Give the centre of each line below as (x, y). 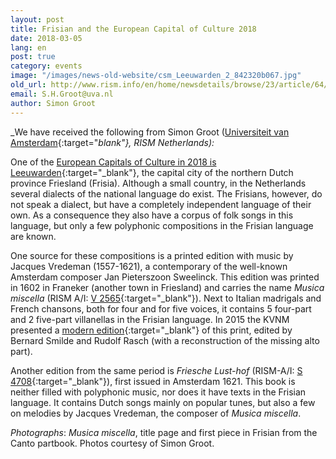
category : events (46, 66)
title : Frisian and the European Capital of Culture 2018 (133, 29)
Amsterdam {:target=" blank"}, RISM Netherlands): (112, 142)
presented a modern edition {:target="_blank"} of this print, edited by (151, 330)
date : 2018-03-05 (46, 38)
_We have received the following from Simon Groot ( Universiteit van (150, 132)
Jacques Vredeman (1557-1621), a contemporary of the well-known (149, 266)
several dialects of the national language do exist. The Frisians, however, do (166, 193)
